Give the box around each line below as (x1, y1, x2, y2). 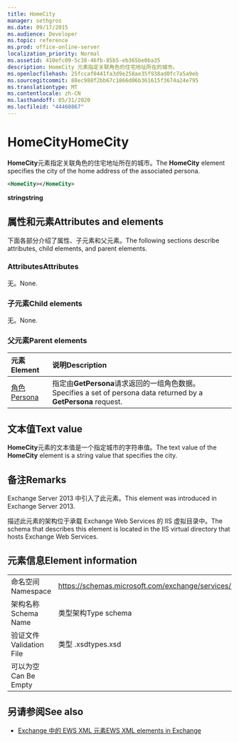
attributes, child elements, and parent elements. (7, 244, 147, 253)
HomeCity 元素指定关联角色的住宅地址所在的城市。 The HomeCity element (7, 158, 225, 167)
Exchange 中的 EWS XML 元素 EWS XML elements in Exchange (17, 726, 201, 735)
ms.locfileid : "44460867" (7, 103, 84, 111)
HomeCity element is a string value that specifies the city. (7, 451, 178, 460)
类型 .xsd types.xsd (58, 639, 122, 649)
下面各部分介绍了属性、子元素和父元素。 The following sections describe (7, 236, 220, 245)
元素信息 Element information (7, 554, 137, 567)
